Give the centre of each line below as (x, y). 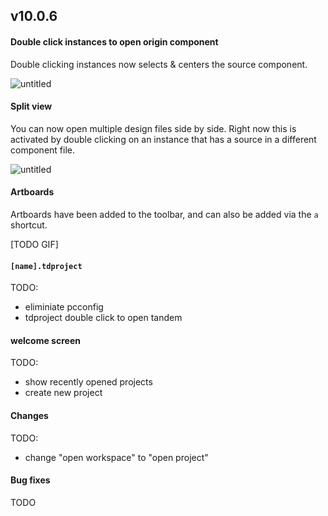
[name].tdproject (46, 266)
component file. (43, 150)
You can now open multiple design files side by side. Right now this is (153, 128)
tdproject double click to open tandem (103, 318)
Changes (29, 415)
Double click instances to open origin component (114, 41)
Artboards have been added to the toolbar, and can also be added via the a (164, 214)
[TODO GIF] (34, 244)
